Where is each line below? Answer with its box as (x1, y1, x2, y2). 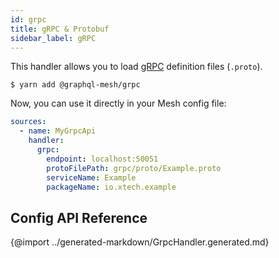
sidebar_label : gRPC (10, 33, 97, 43)
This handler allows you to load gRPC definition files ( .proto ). (10, 61, 263, 73)
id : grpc (10, 14, 47, 25)
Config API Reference (10, 209, 148, 226)
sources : (10, 117, 47, 127)
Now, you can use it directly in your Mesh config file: (10, 97, 227, 110)
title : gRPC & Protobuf (10, 24, 110, 34)
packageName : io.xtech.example (46, 182, 177, 192)
